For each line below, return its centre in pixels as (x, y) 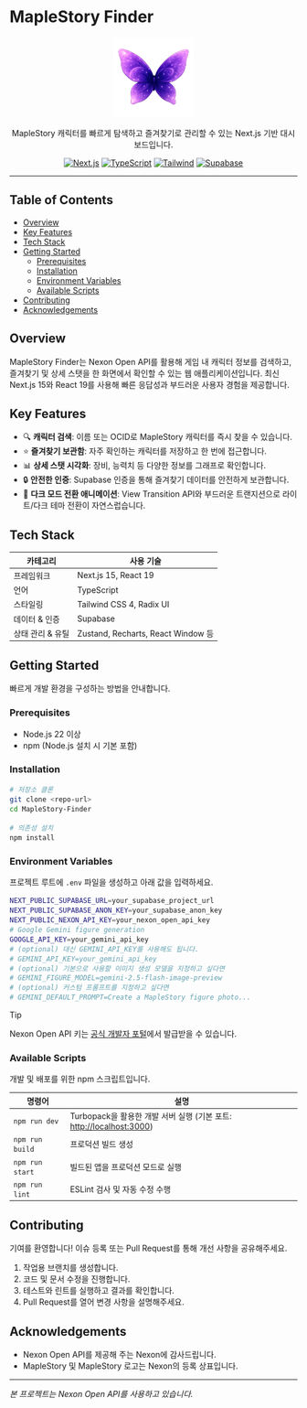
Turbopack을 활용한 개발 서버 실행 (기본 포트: (151, 1116)
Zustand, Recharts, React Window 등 (146, 633)
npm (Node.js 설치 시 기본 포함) (80, 745)
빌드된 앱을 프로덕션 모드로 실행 (126, 1166)
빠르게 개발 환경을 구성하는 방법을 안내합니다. (90, 689)
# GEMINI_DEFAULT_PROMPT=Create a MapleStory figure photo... (130, 998)
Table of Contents (62, 200)
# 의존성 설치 (32, 828)
